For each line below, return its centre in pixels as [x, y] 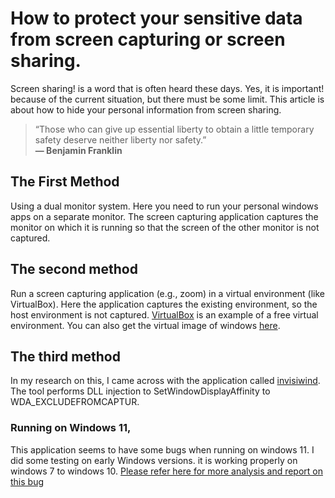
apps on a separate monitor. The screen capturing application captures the [164, 216]
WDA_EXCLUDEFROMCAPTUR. [75, 402]
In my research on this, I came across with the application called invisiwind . [165, 381]
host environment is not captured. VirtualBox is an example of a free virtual [164, 314]
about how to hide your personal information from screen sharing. [146, 109]
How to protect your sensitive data [156, 18]
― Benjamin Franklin [78, 150]
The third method [65, 356]
